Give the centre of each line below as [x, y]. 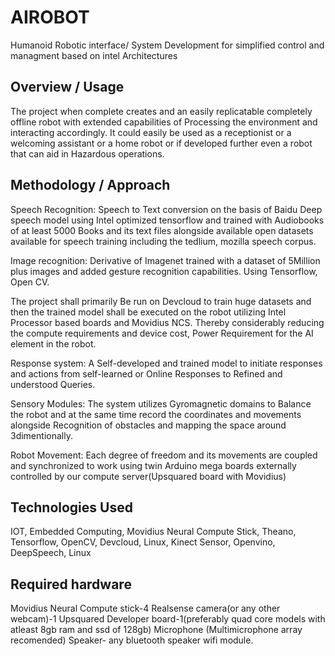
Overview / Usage [67, 87]
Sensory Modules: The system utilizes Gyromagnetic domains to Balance [161, 403]
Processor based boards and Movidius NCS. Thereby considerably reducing [167, 322]
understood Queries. [53, 384]
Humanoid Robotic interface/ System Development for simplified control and [167, 45]
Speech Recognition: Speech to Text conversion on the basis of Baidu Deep [166, 209]
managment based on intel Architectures [94, 55]
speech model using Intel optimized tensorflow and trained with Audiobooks [167, 220]
